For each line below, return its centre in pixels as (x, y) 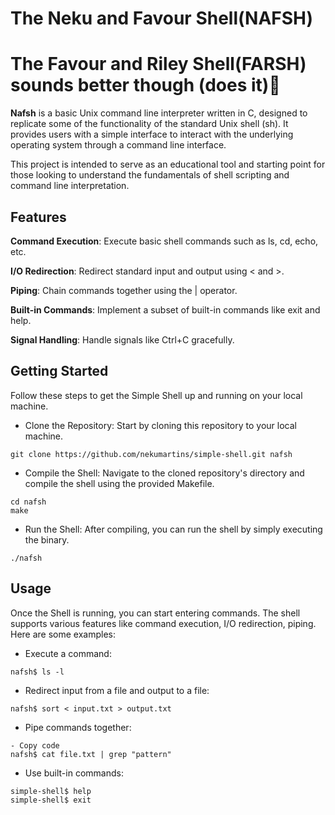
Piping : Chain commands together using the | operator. (124, 290)
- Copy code (35, 745)
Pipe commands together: (78, 727)
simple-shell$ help (51, 791)
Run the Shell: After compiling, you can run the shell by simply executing (173, 529)
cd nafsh (28, 502)
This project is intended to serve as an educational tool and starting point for (168, 164)
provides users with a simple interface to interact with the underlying (152, 134)
